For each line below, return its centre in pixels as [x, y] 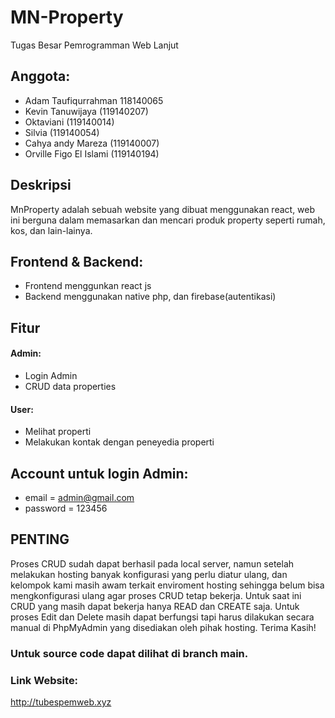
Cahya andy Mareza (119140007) [92, 143]
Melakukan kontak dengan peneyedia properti [119, 442]
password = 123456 [66, 508]
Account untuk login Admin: [99, 473]
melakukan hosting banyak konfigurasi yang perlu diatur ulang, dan [149, 574]
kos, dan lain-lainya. [51, 230]
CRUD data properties [70, 386]
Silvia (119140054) [62, 132]
